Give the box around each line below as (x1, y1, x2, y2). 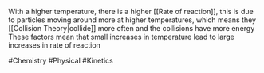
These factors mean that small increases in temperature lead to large (8, 32, 235, 41)
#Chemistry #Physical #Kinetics (8, 56, 113, 65)
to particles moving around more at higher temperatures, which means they (8, 15, 257, 25)
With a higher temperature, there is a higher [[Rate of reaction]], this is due (8, 7, 254, 16)
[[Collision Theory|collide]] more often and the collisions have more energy (8, 24, 255, 33)
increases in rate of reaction (8, 40, 101, 50)
